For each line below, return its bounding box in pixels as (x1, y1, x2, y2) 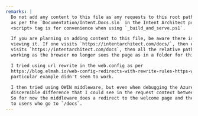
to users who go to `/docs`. (11, 101, 83, 107)
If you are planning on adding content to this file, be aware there (11, 36, 186, 42)
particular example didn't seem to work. (11, 74, 115, 79)
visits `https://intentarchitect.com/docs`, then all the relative (11, 47, 181, 53)
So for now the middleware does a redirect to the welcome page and (11, 95, 183, 101)
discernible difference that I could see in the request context (11, 90, 176, 96)
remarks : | (5, 8, 33, 15)
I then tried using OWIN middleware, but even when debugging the (11, 84, 178, 90)
